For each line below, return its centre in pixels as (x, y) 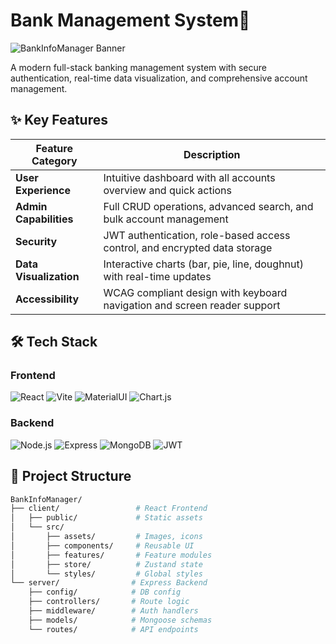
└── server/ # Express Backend (109, 583)
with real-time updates (157, 276)
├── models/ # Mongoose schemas (120, 620)
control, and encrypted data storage (188, 247)
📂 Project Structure (71, 476)
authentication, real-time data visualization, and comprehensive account (159, 78)
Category (54, 161)
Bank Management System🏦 (130, 20)
